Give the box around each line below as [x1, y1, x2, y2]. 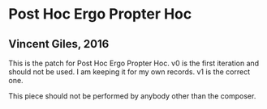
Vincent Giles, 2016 [8, 37, 110, 51]
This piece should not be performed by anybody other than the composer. [8, 91, 256, 101]
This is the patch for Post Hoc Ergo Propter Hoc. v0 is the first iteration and [8, 58, 260, 68]
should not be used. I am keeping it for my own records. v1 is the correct [8, 67, 251, 77]
